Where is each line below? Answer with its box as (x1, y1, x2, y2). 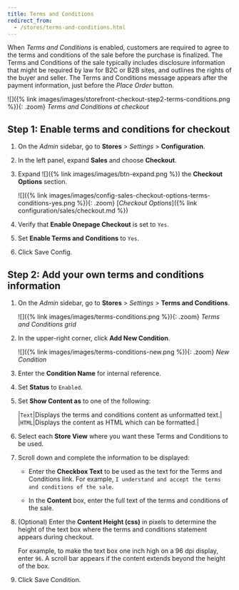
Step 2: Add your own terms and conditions (7, 268, 205, 280)
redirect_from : (7, 17, 53, 24)
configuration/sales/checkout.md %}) (17, 206, 128, 215)
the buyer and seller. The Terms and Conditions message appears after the (7, 73, 228, 82)
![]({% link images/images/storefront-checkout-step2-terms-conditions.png (7, 95, 230, 103)
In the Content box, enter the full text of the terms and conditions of (28, 497, 228, 504)
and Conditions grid (17, 320, 77, 328)
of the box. (17, 561, 50, 570)
